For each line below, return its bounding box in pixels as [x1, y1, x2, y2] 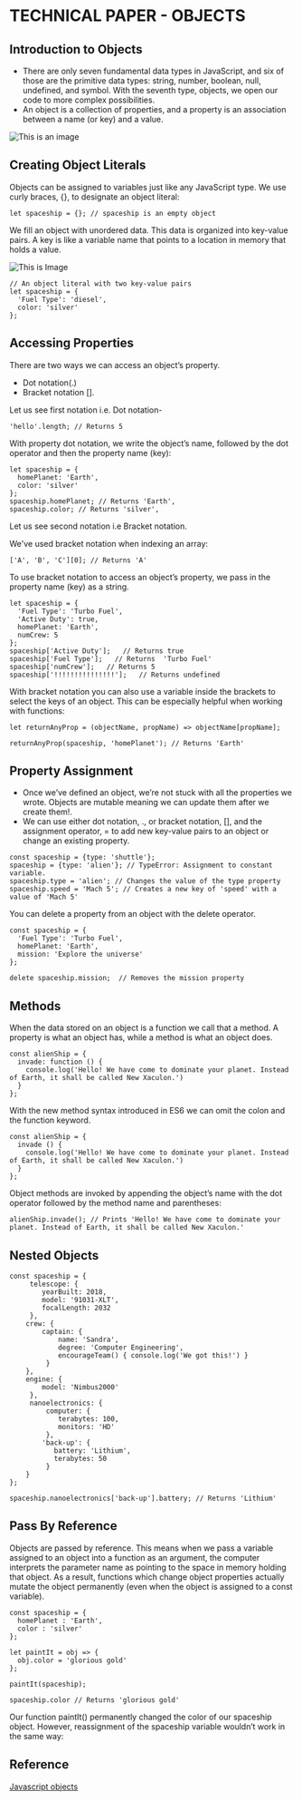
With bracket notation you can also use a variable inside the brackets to [9, 686, 276, 696]
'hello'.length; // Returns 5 [9, 422, 124, 431]
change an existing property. [22, 835, 130, 846]
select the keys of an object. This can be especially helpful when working [9, 696, 283, 706]
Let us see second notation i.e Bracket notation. [9, 521, 188, 531]
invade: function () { [17, 1057, 103, 1066]
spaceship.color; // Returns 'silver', [9, 504, 160, 513]
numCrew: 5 [17, 630, 59, 639]
